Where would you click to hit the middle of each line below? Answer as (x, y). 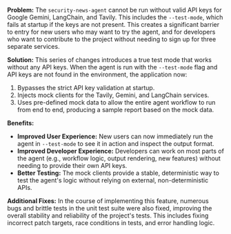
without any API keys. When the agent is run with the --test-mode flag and (112, 67)
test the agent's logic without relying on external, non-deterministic (113, 180)
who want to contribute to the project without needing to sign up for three (112, 39)
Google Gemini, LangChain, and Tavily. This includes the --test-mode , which (115, 17)
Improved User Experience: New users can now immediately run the (115, 136)
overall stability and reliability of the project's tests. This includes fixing (108, 215)
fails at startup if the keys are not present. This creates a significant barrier (113, 24)
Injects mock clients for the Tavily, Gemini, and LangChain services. (113, 95)
